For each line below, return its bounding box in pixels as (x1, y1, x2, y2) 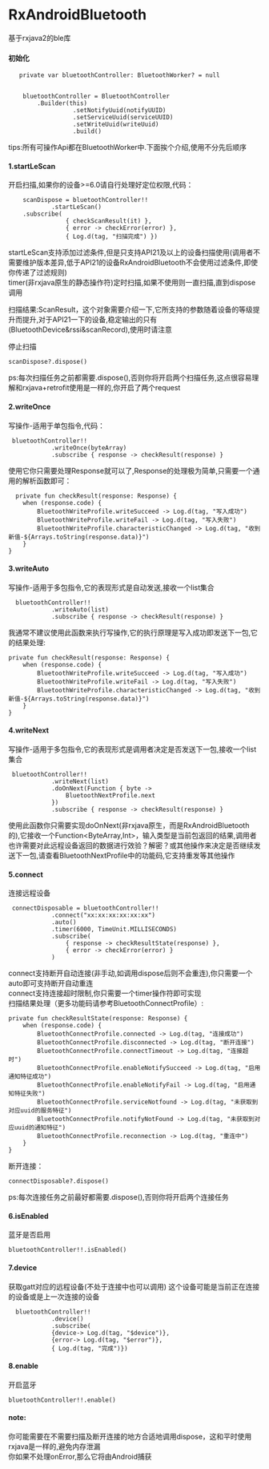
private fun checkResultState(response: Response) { (8, 1015, 188, 1023)
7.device (8, 1262, 38, 1272)
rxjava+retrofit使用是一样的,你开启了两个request (22, 383, 181, 393)
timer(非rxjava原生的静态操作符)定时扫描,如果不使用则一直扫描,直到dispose (8, 278, 256, 288)
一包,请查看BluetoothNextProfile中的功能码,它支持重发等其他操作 (22, 850, 235, 860)
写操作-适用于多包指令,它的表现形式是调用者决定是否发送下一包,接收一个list (8, 744, 257, 754)
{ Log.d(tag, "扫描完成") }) (65, 232, 159, 241)
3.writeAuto (8, 563, 50, 574)
